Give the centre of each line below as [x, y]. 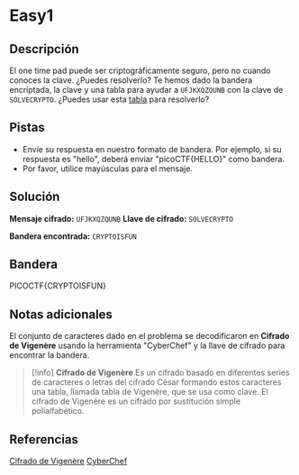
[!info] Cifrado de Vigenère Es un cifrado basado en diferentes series [160, 373]
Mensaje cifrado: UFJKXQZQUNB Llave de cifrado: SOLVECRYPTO [122, 218]
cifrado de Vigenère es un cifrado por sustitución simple [136, 401]
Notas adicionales [61, 314]
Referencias [44, 439]
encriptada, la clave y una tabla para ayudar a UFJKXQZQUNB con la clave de [146, 90]
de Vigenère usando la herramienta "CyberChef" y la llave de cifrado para [147, 346]
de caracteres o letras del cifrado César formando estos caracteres [156, 382]
